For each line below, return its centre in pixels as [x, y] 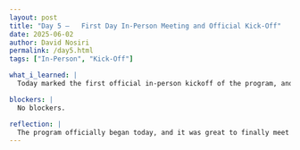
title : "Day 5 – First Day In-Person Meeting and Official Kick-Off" [145, 26]
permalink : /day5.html [51, 51]
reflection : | [36, 124]
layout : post [33, 17]
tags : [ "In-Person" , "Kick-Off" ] [71, 59]
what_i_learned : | [43, 75]
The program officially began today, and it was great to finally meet [154, 132]
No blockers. [42, 108]
